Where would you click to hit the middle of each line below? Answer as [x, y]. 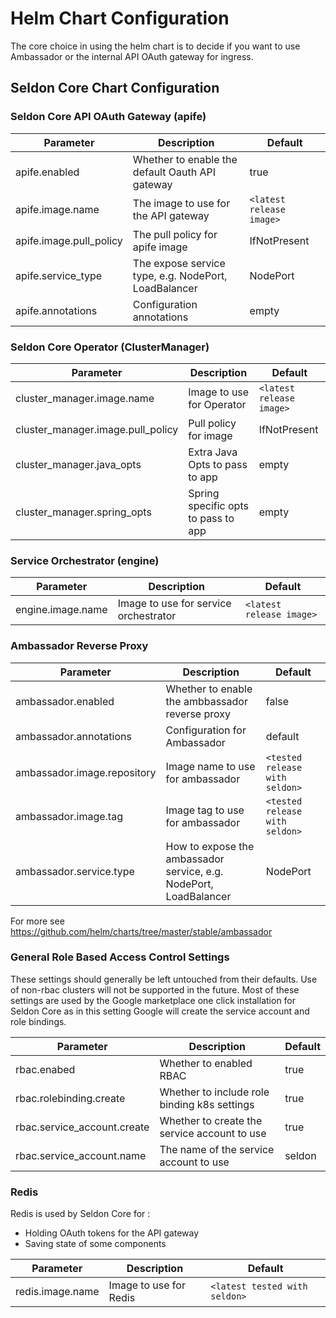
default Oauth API [174, 172]
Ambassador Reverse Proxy [79, 646]
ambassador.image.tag [69, 816]
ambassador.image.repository [86, 772]
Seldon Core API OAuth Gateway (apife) [108, 117]
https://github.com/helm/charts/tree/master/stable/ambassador [141, 931]
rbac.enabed [45, 1069]
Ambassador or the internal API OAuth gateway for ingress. [132, 56]
